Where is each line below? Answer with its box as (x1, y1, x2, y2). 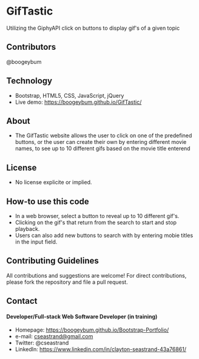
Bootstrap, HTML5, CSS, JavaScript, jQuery (15, 92, 124, 99)
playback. (15, 225, 40, 232)
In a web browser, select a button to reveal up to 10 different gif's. (15, 213, 180, 219)
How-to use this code (6, 196, 89, 207)
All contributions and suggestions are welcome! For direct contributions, (6, 272, 187, 279)
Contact (6, 296, 38, 306)
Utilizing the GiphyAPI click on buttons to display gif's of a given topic (6, 24, 180, 32)
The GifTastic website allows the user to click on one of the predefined (15, 132, 192, 139)
